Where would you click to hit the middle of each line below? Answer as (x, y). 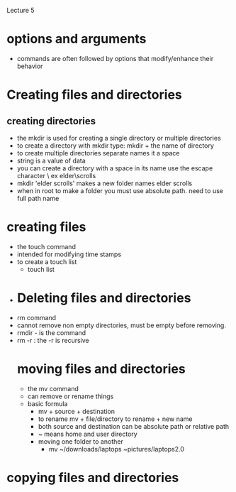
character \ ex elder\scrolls (56, 175)
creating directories (51, 121)
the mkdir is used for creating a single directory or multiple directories (119, 138)
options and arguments (77, 39)
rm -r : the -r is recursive (53, 340)
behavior (30, 66)
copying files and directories (93, 477)
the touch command (46, 246)
